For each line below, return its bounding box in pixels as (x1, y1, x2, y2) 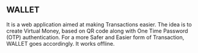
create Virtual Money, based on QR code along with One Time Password (6, 27, 188, 34)
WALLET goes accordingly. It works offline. (6, 40, 115, 47)
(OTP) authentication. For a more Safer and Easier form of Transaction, (6, 33, 185, 41)
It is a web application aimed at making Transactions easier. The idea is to (6, 20, 193, 28)
